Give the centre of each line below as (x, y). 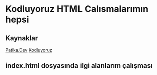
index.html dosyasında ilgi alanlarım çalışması (79, 66)
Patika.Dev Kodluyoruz (29, 50)
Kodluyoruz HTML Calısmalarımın (77, 9)
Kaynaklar (22, 38)
